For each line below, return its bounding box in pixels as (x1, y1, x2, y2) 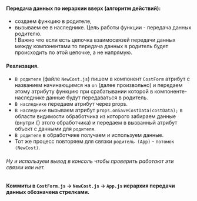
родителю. (14, 30, 42, 38)
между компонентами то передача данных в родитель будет (14, 43, 169, 50)
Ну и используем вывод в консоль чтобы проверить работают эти (6, 158, 174, 165)
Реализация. (6, 62, 39, 69)
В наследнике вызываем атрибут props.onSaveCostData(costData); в (14, 106, 183, 114)
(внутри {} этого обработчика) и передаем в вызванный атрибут (14, 119, 178, 126)
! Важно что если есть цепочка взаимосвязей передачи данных (14, 36, 176, 43)
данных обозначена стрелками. (6, 188, 90, 195)
